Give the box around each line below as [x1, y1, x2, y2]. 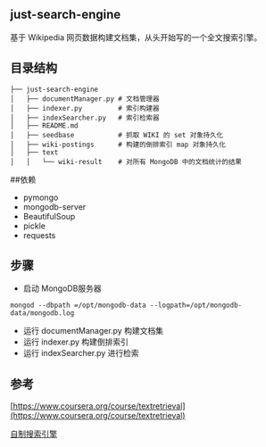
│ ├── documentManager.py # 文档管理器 [10, 94, 160, 103]
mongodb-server [22, 201, 87, 212]
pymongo [22, 192, 59, 203]
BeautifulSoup [22, 211, 76, 221]
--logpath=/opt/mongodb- [149, 301, 243, 310]
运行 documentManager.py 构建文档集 [22, 326, 164, 336]
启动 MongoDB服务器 [22, 283, 102, 294]
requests [22, 229, 56, 240]
